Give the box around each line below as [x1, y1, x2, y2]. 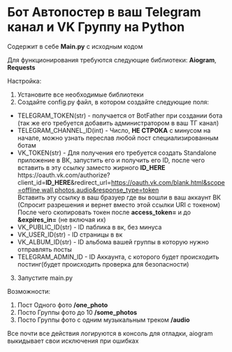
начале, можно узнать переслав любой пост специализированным [17, 134, 219, 142]
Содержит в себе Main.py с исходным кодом [7, 42, 143, 50]
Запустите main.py [17, 274, 73, 282]
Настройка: [7, 76, 42, 85]
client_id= [17, 178, 46, 186]
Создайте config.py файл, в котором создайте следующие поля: [17, 97, 210, 106]
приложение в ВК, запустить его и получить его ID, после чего [17, 155, 205, 164]
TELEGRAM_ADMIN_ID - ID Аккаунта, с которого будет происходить [17, 253, 219, 261]
